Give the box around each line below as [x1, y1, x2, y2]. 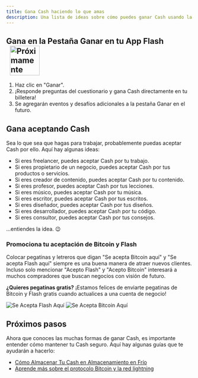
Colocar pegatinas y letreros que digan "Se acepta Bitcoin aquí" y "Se [6, 254, 177, 261]
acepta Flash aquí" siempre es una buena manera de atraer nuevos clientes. [6, 260, 192, 267]
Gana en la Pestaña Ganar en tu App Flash [6, 36, 164, 46]
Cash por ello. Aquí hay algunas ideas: [6, 146, 100, 153]
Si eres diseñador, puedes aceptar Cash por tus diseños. [14, 201, 154, 209]
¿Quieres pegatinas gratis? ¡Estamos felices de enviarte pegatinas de [6, 284, 178, 291]
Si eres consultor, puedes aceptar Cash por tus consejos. [14, 214, 155, 221]
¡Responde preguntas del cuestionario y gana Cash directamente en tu [14, 88, 188, 95]
